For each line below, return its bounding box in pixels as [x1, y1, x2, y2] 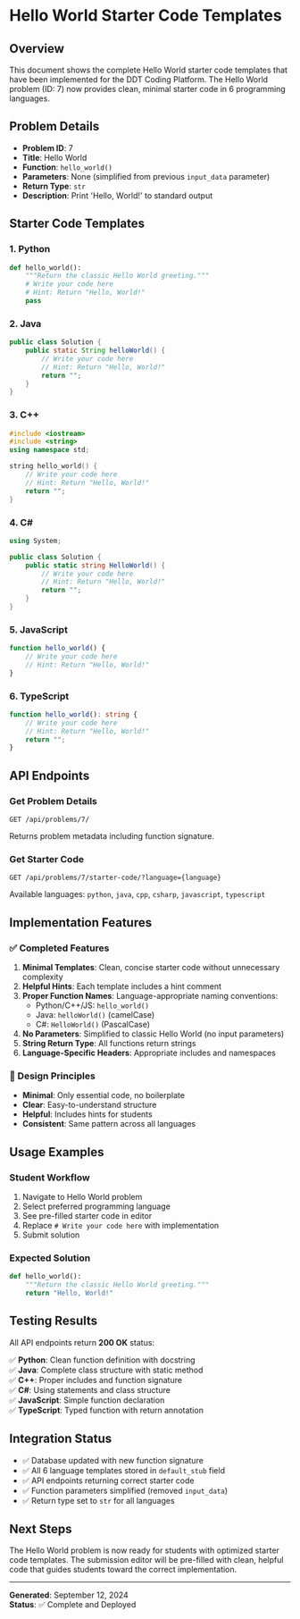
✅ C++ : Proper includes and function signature [9, 1374, 183, 1385]
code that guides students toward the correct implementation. [9, 1564, 237, 1575]
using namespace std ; [9, 446, 90, 455]
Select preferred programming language [21, 1201, 171, 1212]
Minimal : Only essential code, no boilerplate [21, 1090, 186, 1101]
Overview [9, 41, 65, 56]
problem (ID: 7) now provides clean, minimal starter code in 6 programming [9, 84, 286, 94]
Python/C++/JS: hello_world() [35, 1000, 150, 1011]
